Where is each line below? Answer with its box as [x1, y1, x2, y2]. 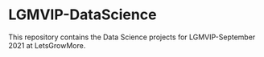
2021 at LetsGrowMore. [8, 40, 86, 50]
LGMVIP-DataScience [8, 6, 157, 24]
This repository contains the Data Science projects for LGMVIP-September [8, 32, 256, 42]
